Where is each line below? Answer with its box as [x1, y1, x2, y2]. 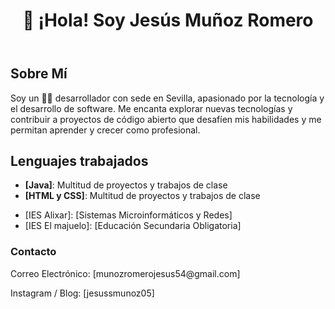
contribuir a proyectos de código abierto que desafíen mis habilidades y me [10, 113, 322, 125]
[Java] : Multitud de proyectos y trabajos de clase [24, 179, 228, 191]
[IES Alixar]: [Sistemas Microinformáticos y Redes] [24, 209, 233, 221]
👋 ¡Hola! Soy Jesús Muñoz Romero [22, 9, 314, 32]
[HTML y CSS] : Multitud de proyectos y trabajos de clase [24, 190, 261, 202]
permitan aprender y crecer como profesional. [10, 124, 201, 136]
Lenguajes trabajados [10, 153, 149, 169]
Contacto [10, 245, 57, 259]
